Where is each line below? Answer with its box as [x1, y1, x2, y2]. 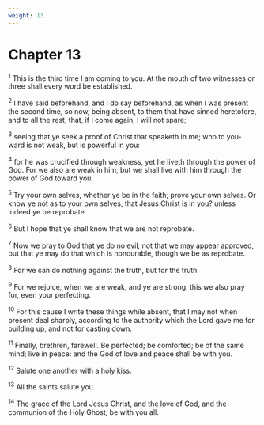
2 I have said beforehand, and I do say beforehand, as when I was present [8, 97, 249, 108]
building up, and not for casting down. [8, 324, 133, 333]
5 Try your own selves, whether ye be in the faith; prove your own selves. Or [8, 189, 256, 199]
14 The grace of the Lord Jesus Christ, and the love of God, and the [8, 397, 227, 408]
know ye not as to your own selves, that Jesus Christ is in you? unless [8, 199, 236, 208]
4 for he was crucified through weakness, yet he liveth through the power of [8, 155, 255, 166]
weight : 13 [8, 11, 44, 20]
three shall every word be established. [8, 82, 133, 91]
